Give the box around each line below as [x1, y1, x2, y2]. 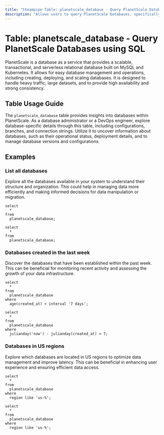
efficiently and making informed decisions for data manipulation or [5, 189, 139, 195]
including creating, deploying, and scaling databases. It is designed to [5, 75, 146, 81]
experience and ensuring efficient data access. [5, 364, 100, 370]
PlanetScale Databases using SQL [5, 43, 145, 54]
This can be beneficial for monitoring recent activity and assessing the [5, 265, 147, 272]
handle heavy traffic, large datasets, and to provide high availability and [5, 80, 149, 86]
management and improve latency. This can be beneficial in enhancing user [5, 359, 157, 365]
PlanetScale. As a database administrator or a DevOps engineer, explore [5, 118, 150, 124]
